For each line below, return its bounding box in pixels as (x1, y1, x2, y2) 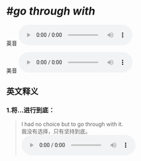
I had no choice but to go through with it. (21, 120, 123, 128)
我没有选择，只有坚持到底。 (21, 128, 91, 135)
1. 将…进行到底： (6, 106, 55, 115)
